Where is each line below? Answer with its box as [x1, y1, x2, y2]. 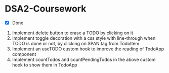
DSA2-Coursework [5, 3, 87, 15]
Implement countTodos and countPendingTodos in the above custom [12, 56, 156, 62]
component [12, 51, 36, 57]
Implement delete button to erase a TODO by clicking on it [12, 30, 134, 36]
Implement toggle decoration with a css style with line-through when [12, 35, 156, 41]
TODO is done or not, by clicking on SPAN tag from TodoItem [12, 41, 140, 46]
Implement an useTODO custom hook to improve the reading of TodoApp [12, 46, 164, 52]
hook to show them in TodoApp [12, 62, 77, 68]
